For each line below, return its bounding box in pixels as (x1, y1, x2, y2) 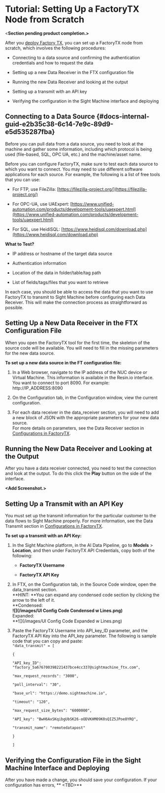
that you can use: (5, 177, 40, 182)
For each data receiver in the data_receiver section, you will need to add (12, 409, 159, 415)
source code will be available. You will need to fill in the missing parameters (5, 345, 159, 351)
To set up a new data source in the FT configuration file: (5, 360, 122, 365)
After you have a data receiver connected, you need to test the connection (5, 465, 156, 471)
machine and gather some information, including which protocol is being (5, 146, 152, 152)
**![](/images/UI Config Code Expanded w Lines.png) (12, 618, 122, 624)
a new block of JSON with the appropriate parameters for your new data (12, 414, 159, 420)
